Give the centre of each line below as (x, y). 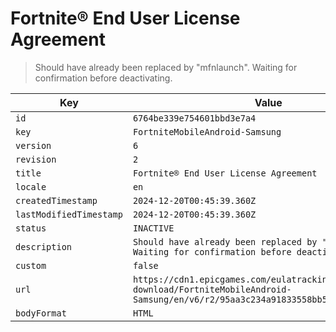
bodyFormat (41, 313)
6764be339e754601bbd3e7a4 (194, 118)
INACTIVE (153, 228)
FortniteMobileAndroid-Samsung (207, 131)
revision (36, 159)
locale (31, 186)
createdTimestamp (56, 200)
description (44, 246)
